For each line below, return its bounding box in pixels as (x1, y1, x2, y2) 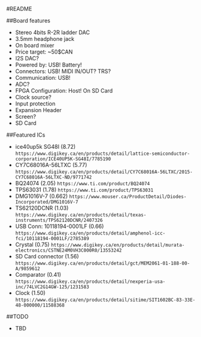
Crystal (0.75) (15, 241, 50, 248)
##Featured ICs (6, 131, 46, 138)
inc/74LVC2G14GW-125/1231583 (15, 284, 90, 290)
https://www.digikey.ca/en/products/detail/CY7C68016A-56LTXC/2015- (15, 169, 193, 175)
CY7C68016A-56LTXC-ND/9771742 (15, 174, 93, 180)
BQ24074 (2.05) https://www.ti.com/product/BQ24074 (15, 180, 150, 186)
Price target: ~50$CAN (15, 48, 73, 55)
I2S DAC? (15, 55, 40, 62)
